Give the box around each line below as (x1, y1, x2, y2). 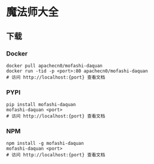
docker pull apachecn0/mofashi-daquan (6, 63, 103, 69)
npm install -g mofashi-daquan (6, 141, 84, 147)
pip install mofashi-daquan (6, 102, 76, 108)
